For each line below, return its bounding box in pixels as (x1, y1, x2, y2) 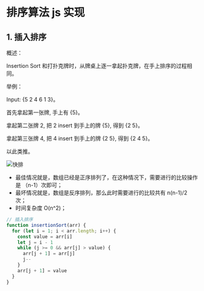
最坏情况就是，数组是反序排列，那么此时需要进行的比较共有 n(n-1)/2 (15, 189, 188, 196)
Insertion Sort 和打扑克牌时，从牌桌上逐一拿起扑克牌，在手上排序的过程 (6, 62, 187, 69)
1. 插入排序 (6, 32, 47, 42)
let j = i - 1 (17, 239, 53, 245)
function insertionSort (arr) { (6, 222, 86, 228)
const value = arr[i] (17, 234, 72, 240)
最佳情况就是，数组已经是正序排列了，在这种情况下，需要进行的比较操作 (15, 174, 198, 181)
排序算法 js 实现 (6, 6, 85, 20)
